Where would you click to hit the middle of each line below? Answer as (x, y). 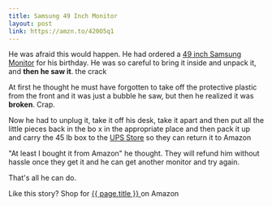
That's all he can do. (43, 178)
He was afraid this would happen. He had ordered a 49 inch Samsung (125, 55)
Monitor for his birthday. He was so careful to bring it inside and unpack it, (133, 63)
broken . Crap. (32, 105)
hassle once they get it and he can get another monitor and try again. (124, 162)
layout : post (30, 24)
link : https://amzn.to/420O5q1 (61, 31)
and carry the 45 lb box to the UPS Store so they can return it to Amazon (130, 138)
